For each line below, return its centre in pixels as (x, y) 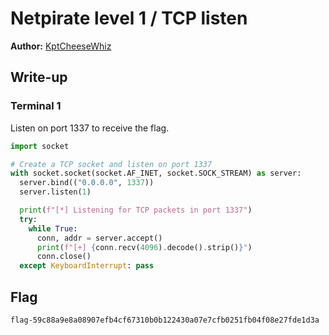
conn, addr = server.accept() (99, 238)
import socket (40, 146)
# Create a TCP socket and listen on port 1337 (111, 164)
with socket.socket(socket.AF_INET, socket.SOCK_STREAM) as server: (156, 173)
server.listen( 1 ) (55, 192)
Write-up (39, 77)
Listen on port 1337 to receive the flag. (90, 128)
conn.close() (64, 257)
